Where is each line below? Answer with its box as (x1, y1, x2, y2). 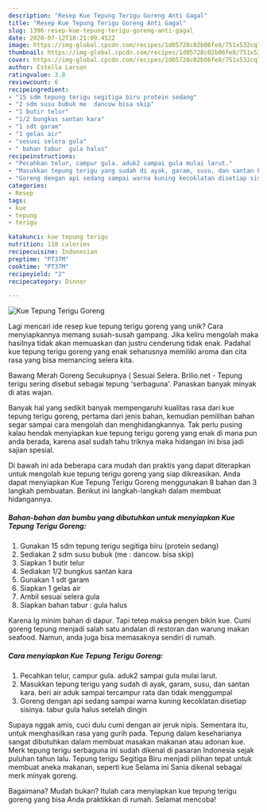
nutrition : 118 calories (8, 240, 91, 249)
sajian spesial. (8, 445, 55, 455)
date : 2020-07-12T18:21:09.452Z (8, 33, 115, 42)
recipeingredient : (8, 85, 69, 94)
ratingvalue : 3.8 (8, 71, 66, 79)
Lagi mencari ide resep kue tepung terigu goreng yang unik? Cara (8, 321, 224, 331)
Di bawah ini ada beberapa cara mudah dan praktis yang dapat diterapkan (8, 460, 251, 470)
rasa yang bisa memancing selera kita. (8, 355, 134, 365)
